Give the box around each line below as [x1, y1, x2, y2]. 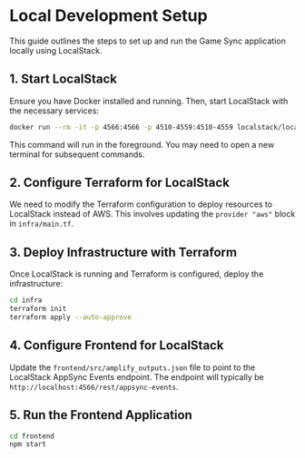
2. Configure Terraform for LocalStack [9, 175, 230, 190]
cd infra [9, 296, 43, 305]
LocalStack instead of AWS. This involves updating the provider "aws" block [9, 209, 296, 219]
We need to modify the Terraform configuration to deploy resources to [9, 199, 273, 210]
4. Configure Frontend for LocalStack [9, 337, 224, 354]
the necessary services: [9, 105, 100, 116]
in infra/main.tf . [9, 219, 74, 229]
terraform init [9, 305, 67, 314]
